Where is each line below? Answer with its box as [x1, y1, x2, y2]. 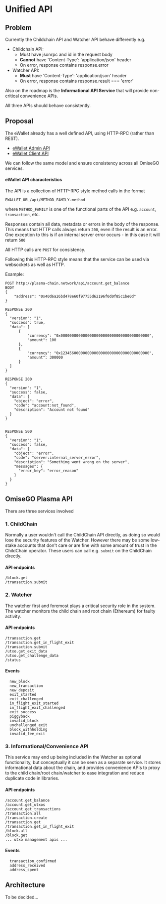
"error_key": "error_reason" [18, 468, 79, 474]
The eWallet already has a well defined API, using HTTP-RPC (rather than [5, 130, 155, 136]
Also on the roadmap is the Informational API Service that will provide [5, 88, 149, 93]
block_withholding [9, 727, 48, 732]
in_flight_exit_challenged [9, 705, 65, 710]
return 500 [5, 237, 26, 243]
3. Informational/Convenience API [5, 743, 89, 750]
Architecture [5, 881, 46, 890]
